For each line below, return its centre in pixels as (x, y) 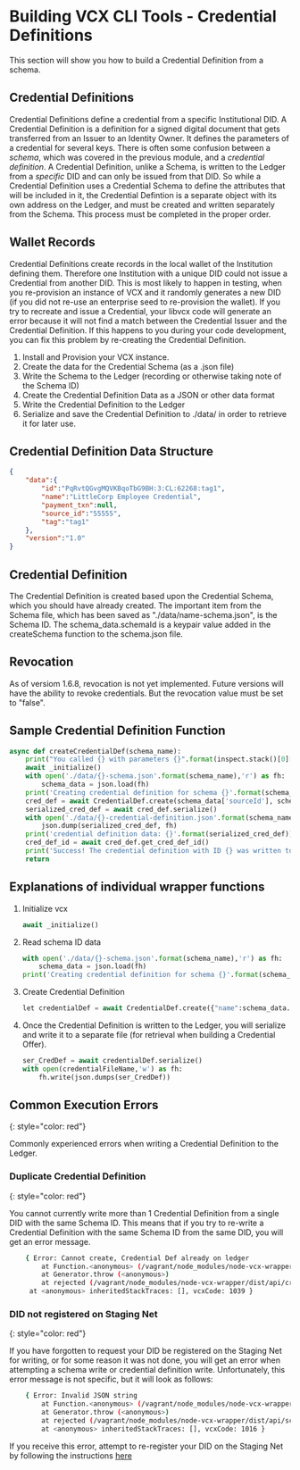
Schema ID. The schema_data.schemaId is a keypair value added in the (140, 624)
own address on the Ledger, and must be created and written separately (142, 205)
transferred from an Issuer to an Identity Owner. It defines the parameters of (150, 138)
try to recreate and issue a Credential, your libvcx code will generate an (141, 311)
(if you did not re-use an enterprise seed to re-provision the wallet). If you (145, 302)
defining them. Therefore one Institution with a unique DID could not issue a (148, 273)
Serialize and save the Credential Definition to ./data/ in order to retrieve (154, 413)
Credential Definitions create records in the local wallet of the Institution (142, 263)
